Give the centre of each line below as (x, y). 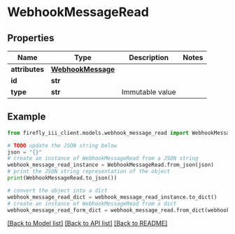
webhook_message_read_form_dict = (58, 210)
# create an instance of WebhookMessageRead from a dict (92, 203)
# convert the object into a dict (58, 190)
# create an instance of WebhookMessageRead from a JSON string (103, 159)
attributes (27, 69)
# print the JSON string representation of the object (89, 172)
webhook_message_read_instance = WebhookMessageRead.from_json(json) (111, 165)
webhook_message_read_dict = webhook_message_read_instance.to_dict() (112, 197)
